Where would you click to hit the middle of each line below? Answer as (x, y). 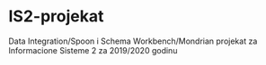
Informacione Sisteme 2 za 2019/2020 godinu (93, 50)
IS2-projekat (56, 16)
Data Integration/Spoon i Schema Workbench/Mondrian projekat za (133, 41)
